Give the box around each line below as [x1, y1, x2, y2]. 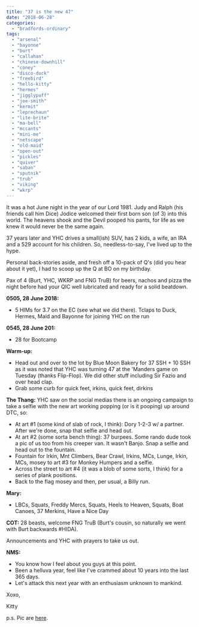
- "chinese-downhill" [11, 59, 66, 65]
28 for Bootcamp [14, 336, 57, 343]
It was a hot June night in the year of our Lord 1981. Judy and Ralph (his [6, 203, 183, 210]
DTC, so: [6, 409, 28, 416]
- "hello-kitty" [11, 82, 52, 88]
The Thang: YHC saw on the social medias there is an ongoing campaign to [6, 396, 194, 403]
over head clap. [14, 378, 54, 385]
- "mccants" [11, 126, 42, 132]
